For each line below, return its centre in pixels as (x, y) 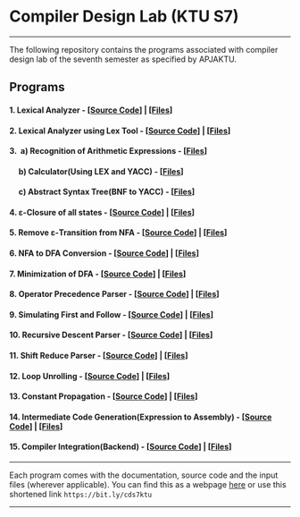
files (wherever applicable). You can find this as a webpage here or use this (148, 485)
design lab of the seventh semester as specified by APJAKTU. (123, 59)
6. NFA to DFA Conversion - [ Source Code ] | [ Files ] (104, 253)
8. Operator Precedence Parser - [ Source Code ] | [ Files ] (115, 294)
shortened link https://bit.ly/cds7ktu (81, 495)
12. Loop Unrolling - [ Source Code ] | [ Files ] (90, 376)
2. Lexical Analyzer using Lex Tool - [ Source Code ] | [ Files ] (120, 131)
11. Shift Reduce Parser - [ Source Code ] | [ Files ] (99, 356)
